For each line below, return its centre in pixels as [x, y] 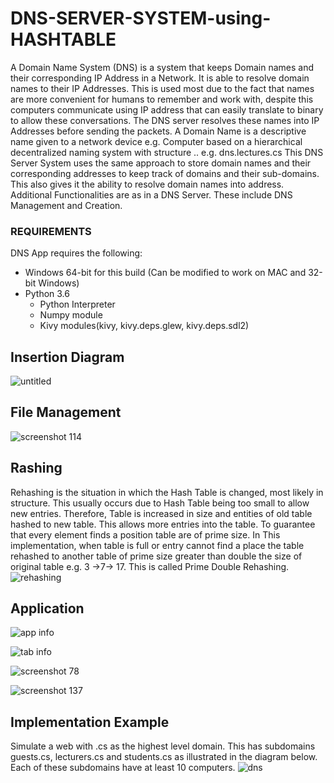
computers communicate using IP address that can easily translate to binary [167, 109]
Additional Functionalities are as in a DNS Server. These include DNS [151, 194]
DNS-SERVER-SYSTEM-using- [141, 18]
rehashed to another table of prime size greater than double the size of [156, 556]
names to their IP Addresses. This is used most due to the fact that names [162, 88]
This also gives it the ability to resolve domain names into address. [147, 184]
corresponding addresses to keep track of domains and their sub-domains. [165, 173]
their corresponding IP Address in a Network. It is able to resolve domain [160, 78]
